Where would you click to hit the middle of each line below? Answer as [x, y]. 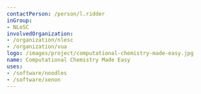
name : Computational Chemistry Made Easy [69, 60]
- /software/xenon [34, 80]
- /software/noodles [37, 73]
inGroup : [19, 20]
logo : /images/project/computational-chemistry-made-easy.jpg [100, 54]
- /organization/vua [37, 47]
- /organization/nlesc [40, 40]
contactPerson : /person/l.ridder [56, 14]
